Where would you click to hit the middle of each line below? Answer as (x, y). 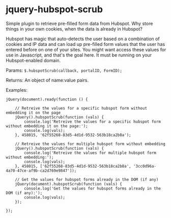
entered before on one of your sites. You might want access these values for (86, 49)
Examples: (17, 90)
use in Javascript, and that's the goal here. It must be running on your (79, 55)
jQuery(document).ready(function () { (47, 99)
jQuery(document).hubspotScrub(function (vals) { (69, 184)
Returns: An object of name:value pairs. (47, 80)
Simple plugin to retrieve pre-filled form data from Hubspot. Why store (79, 23)
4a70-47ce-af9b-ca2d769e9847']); (41, 171)
